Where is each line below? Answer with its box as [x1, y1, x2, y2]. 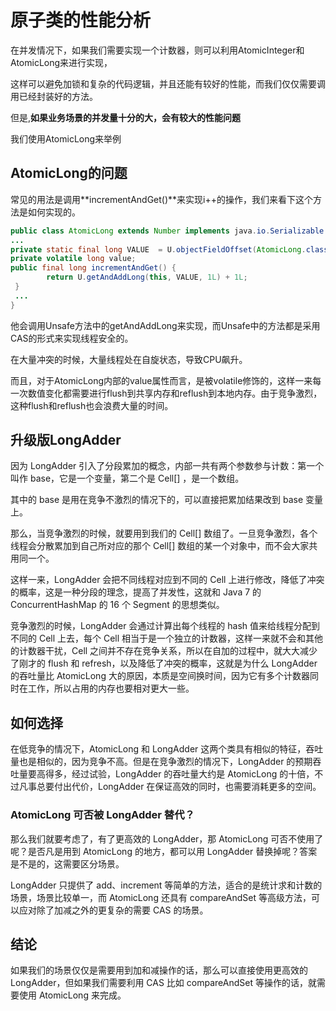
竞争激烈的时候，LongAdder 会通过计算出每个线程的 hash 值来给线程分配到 [10, 620, 321, 632]
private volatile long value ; [10, 254, 137, 264]
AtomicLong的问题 [10, 165, 128, 182]
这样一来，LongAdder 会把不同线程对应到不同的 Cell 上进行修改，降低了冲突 [10, 574, 325, 586]
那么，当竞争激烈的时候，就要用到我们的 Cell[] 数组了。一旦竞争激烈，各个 [10, 527, 318, 540]
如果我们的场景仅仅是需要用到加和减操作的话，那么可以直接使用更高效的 [10, 964, 308, 976]
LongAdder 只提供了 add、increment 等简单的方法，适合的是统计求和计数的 [10, 879, 323, 891]
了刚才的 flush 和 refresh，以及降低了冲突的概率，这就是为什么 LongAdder [10, 657, 318, 670]
